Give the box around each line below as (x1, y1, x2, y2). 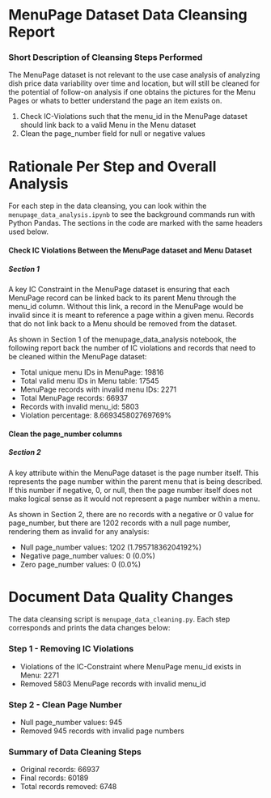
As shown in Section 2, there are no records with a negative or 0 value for (8, 509, 254, 519)
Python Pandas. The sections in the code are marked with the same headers (8, 219, 263, 228)
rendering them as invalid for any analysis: (8, 526, 150, 536)
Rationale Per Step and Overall (8, 157, 217, 176)
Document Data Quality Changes (8, 588, 234, 606)
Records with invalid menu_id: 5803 (19, 401, 139, 411)
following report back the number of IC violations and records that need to (8, 342, 256, 353)
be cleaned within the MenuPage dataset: (8, 351, 147, 361)
